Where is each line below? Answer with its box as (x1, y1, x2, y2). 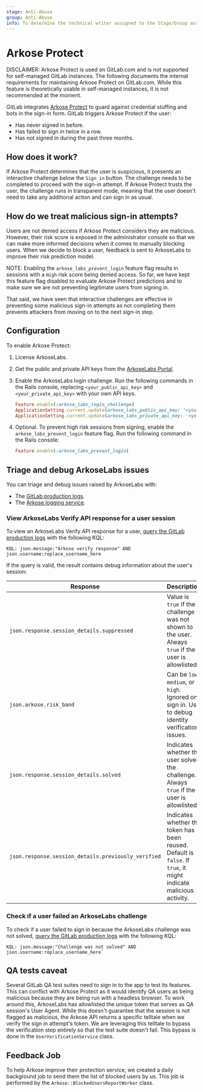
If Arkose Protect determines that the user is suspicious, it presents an (6, 168, 181, 175)
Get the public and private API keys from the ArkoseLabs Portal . (14, 365, 174, 372)
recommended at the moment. (6, 92, 82, 99)
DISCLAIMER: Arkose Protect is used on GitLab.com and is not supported (6, 66, 188, 73)
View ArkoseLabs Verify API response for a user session (6, 514, 175, 522)
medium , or (167, 678, 195, 686)
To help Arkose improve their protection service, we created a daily (6, 1067, 173, 1074)
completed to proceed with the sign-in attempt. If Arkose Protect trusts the (6, 181, 192, 188)
